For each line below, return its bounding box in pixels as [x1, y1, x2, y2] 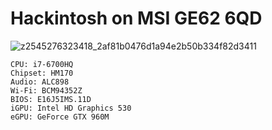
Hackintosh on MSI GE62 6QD [10, 7, 263, 30]
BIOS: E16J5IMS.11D [10, 94, 92, 104]
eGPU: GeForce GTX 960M [10, 112, 110, 122]
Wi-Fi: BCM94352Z [10, 85, 83, 96]
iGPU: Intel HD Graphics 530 [10, 103, 132, 113]
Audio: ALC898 [10, 77, 70, 87]
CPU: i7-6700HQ [10, 59, 74, 69]
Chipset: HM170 [10, 68, 74, 78]
